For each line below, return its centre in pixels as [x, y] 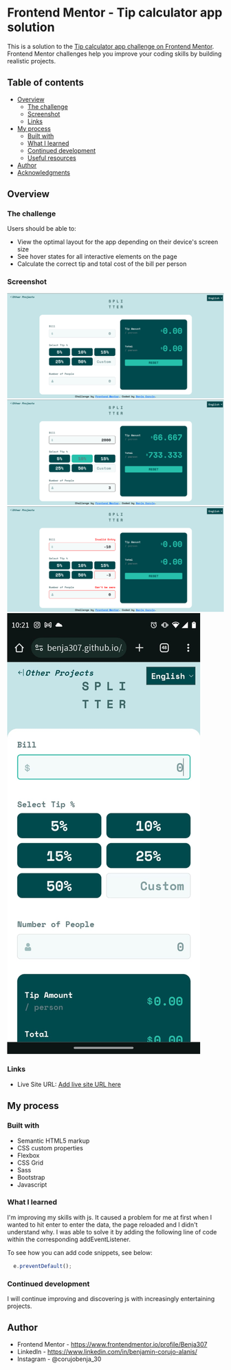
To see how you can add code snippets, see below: [80, 1252]
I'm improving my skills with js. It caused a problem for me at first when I [110, 1217]
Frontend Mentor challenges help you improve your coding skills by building [114, 54]
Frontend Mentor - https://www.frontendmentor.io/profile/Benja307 [112, 1344]
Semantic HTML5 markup [53, 1141]
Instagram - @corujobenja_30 [59, 1359]
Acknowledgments [44, 172]
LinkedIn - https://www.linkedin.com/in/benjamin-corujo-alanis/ [107, 1351]
